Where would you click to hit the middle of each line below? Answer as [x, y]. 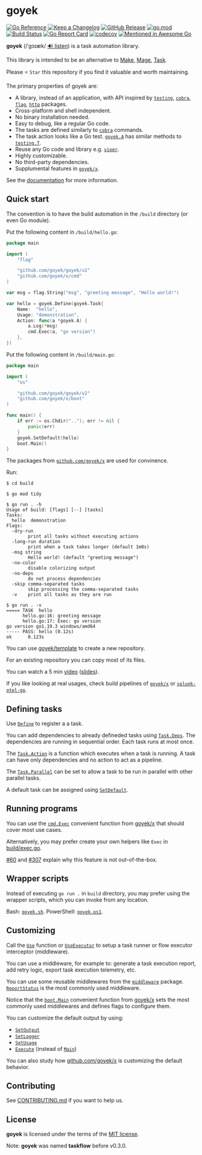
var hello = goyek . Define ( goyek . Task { [55, 303]
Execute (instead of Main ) [46, 1048]
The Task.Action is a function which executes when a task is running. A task [101, 754]
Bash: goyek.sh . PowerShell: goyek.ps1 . [55, 911]
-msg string [27, 552]
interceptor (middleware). [38, 952]
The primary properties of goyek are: [52, 86]
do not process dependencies [65, 579]
